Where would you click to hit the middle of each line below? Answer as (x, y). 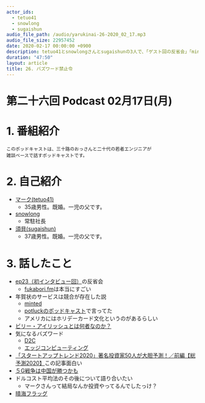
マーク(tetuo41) (34, 200)
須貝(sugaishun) (35, 229)
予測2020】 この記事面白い (49, 363)
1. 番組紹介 (33, 131)
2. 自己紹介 (34, 181)
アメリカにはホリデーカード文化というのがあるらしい (91, 319)
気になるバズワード (39, 334)
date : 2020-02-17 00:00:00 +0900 (49, 46)
